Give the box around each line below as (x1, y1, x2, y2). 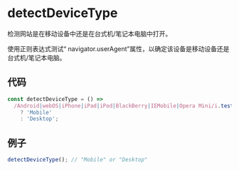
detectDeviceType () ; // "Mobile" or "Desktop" (7, 156, 148, 164)
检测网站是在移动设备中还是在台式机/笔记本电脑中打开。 (7, 29, 172, 38)
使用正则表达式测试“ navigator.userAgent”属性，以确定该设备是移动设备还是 (7, 44, 230, 53)
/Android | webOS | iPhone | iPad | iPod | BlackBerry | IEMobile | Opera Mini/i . (14, 102, 221, 110)
